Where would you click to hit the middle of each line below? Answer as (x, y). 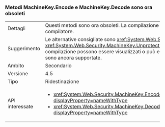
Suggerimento (24, 49)
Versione (18, 74)
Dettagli (16, 28)
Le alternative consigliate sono (80, 40)
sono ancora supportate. (73, 58)
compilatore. (59, 32)
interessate (20, 106)
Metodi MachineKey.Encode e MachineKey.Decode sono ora (79, 7)
